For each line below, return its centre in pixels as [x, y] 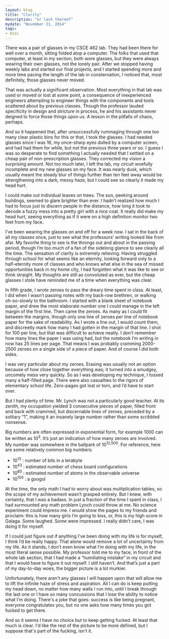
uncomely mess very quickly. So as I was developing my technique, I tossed [84, 375]
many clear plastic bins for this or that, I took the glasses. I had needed [79, 137]
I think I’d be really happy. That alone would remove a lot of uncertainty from [84, 542]
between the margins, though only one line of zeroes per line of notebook [82, 317]
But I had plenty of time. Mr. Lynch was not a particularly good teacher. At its [85, 401]
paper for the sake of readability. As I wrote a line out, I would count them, [82, 322]
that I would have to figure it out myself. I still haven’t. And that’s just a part [82, 563]
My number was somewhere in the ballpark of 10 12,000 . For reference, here [83, 444]
